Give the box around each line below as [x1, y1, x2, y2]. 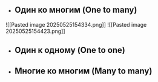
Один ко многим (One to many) [14, 5, 137, 15]
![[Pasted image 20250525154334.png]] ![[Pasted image [5, 21, 147, 28]
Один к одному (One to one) [14, 45, 125, 55]
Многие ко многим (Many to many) [14, 66, 153, 76]
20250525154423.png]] [5, 27, 65, 35]
